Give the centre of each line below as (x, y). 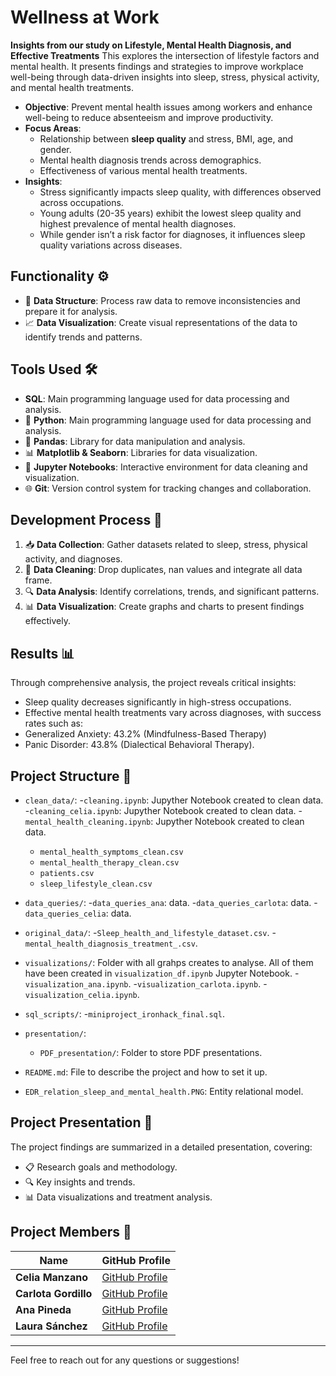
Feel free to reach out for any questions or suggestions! (125, 1360)
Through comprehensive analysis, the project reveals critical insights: (153, 683)
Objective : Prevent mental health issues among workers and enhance (168, 107)
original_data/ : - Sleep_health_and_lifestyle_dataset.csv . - (150, 932)
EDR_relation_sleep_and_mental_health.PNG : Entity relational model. (164, 1091)
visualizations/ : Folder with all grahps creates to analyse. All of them (169, 962)
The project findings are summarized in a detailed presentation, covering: (161, 1147)
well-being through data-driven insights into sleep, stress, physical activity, (165, 77)
